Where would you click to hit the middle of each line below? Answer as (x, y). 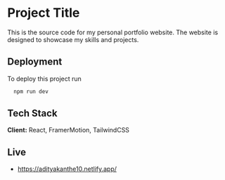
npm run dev (31, 91)
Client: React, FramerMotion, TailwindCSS (69, 130)
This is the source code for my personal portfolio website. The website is (113, 32)
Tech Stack (32, 113)
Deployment (35, 62)
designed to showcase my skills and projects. (73, 39)
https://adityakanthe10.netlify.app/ (67, 169)
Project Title (44, 13)
